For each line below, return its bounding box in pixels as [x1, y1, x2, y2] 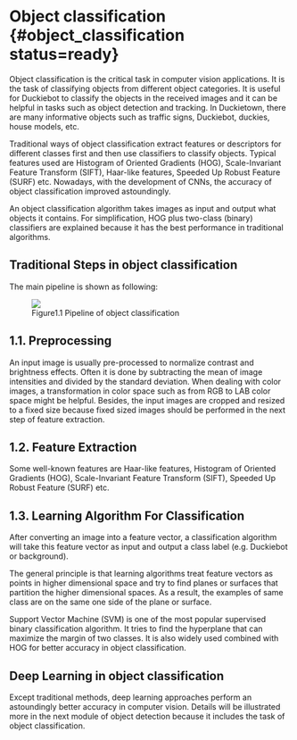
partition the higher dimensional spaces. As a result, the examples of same [9, 587, 284, 598]
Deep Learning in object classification [9, 668, 225, 684]
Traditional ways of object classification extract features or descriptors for [9, 138, 282, 149]
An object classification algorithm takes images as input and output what [9, 203, 276, 213]
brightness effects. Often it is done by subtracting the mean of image [9, 366, 263, 377]
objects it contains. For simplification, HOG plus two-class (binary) [9, 212, 253, 223]
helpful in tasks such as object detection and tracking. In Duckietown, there [9, 102, 287, 112]
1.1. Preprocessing [9, 333, 112, 349]
